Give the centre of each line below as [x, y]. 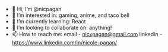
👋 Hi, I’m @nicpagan [37, 9]
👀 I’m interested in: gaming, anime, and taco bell [70, 15]
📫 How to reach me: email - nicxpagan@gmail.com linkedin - [87, 34]
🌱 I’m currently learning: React [49, 21]
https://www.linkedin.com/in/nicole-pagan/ [64, 43]
